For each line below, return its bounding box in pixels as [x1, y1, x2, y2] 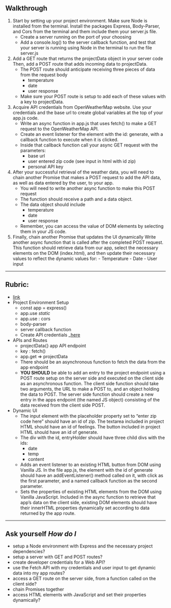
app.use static [20, 310, 50, 316]
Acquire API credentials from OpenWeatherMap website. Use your [12, 104, 152, 110]
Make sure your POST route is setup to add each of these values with [20, 93, 166, 99]
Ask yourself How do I [5, 530, 76, 538]
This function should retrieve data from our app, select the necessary [12, 244, 159, 251]
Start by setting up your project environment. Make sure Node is [12, 17, 148, 23]
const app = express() [20, 305, 67, 311]
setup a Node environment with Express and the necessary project [12, 543, 153, 549]
